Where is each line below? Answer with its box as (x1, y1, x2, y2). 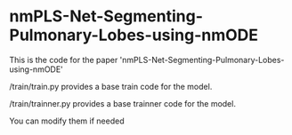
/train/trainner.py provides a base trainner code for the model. (9, 98, 236, 108)
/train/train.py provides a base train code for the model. (9, 81, 213, 91)
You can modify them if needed (9, 115, 125, 126)
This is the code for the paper (9, 54, 118, 65)
